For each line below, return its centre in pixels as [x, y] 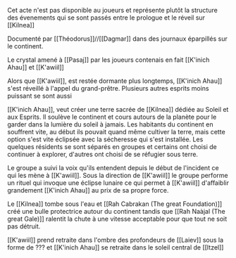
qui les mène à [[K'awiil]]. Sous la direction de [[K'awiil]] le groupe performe [118, 175]
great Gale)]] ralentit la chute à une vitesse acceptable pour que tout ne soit [117, 219]
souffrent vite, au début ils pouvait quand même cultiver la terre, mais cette [116, 132]
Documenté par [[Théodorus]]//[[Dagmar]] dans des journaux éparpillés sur [117, 39]
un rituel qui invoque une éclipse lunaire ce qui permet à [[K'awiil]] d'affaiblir [118, 183]
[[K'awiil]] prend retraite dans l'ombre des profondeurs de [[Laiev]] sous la [116, 240]
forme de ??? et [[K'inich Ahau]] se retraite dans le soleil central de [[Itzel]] [116, 247]
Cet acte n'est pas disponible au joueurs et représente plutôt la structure [113, 10]
